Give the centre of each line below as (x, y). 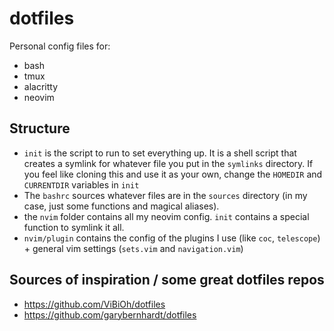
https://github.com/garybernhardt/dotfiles (110, 314)
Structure (40, 128)
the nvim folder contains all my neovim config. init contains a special (166, 216)
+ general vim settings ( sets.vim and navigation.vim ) (133, 248)
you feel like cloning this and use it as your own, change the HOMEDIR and (173, 174)
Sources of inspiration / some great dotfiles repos (167, 280)
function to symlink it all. (74, 227)
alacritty (41, 86)
